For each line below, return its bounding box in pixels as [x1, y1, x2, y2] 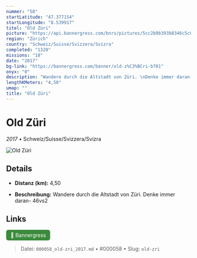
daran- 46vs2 [14, 197, 48, 204]
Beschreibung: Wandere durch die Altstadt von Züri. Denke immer [14, 190, 175, 197]
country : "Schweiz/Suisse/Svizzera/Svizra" [6, 42, 114, 48]
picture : [6, 31, 28, 36]
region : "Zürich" [6, 36, 49, 42]
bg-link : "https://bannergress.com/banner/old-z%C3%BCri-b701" [6, 63, 164, 69]
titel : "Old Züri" [6, 25, 51, 31]
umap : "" [6, 85, 28, 91]
